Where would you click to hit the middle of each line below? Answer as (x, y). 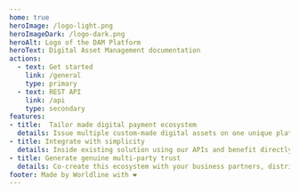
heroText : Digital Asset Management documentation (105, 51)
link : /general (53, 76)
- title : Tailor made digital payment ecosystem (103, 125)
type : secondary (56, 109)
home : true (29, 17)
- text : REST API (49, 92)
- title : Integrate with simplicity (77, 141)
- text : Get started (55, 68)
